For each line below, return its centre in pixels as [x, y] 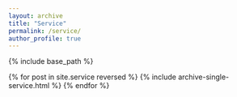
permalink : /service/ [45, 31]
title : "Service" [38, 23]
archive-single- [203, 77]
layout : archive [36, 16]
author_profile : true [45, 38]
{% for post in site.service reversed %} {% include [92, 77]
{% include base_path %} [51, 61]
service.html [29, 86]
